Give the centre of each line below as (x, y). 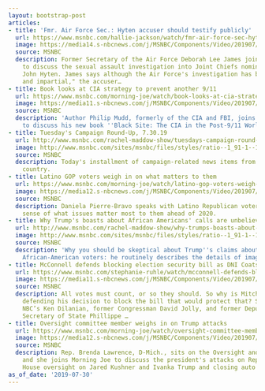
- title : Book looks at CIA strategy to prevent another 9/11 (112, 89)
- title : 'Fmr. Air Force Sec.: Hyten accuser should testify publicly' (130, 30)
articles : (24, 23)
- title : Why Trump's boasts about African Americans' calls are (118, 221)
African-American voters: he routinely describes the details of (132, 257)
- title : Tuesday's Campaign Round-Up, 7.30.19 (88, 132)
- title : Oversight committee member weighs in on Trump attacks (118, 323)
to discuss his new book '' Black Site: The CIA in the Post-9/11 (132, 125)
